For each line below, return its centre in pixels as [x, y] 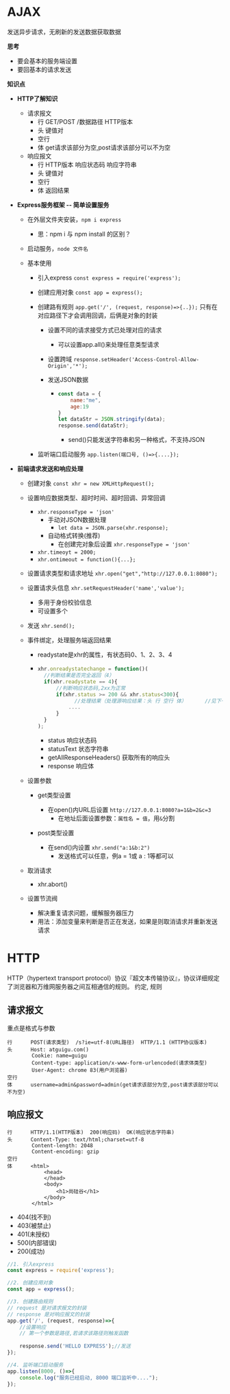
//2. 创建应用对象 [30, 1283]
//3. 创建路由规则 [30, 1301]
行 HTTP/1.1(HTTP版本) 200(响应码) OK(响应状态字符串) [91, 1132]
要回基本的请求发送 [44, 69]
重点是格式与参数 [31, 1028]
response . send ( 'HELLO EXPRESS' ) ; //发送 [75, 1346]
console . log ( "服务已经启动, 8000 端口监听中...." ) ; [89, 1378]
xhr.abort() [52, 884]
